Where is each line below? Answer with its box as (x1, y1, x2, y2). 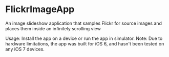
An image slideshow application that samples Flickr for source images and (5, 20, 162, 26)
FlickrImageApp (5, 4, 75, 15)
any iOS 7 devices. (5, 46, 45, 52)
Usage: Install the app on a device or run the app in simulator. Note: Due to (5, 35, 163, 41)
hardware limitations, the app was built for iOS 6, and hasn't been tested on (5, 40, 164, 46)
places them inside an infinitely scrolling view (5, 25, 101, 31)
